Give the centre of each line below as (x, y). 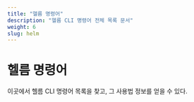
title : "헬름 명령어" (35, 14)
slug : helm (23, 33)
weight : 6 (22, 27)
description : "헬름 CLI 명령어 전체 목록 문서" (71, 20)
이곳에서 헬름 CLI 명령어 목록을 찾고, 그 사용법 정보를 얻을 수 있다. (98, 91)
